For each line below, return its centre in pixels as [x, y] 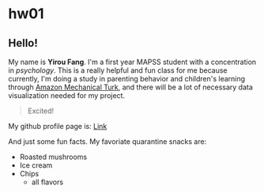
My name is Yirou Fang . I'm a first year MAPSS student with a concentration [132, 62]
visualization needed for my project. [66, 95]
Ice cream [36, 165]
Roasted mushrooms [53, 157]
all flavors [47, 182]
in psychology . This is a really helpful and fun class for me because [118, 70]
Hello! [23, 43]
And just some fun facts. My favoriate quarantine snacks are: [107, 142]
